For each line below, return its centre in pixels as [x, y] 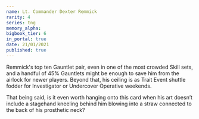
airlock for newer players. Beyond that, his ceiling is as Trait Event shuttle [96, 79]
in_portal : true [26, 39]
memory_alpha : [24, 28]
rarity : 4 [18, 17]
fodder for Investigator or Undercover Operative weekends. [79, 86]
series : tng [21, 22]
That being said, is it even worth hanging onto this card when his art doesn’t [99, 97]
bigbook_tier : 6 [26, 34]
